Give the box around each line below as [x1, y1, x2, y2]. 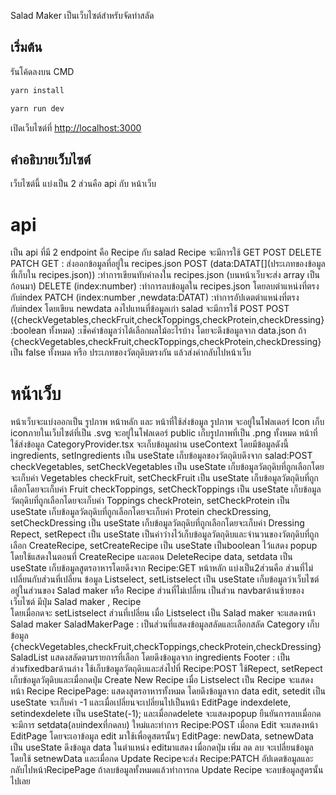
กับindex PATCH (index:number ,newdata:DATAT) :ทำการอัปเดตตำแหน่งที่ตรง [10, 291, 300, 304]
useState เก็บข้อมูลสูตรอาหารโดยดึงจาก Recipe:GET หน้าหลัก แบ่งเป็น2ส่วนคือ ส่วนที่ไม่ [10, 562, 313, 574]
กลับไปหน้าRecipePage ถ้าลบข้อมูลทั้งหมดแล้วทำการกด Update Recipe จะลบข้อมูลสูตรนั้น [10, 764, 324, 776]
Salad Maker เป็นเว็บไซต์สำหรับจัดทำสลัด [10, 10, 155, 21]
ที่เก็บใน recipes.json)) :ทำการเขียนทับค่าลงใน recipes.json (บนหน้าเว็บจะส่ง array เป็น [10, 269, 320, 281]
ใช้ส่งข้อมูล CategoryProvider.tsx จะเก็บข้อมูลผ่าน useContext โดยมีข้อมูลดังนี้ [10, 438, 289, 450]
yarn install [10, 85, 65, 95]
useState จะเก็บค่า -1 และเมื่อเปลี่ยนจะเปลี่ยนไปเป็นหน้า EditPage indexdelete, [10, 696, 292, 709]
